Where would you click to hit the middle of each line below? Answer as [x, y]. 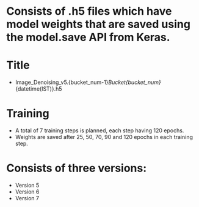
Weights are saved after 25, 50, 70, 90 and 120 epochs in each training [104, 137]
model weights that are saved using [99, 24]
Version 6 [27, 192]
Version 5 [27, 185]
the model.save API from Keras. [88, 37]
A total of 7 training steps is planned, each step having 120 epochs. [99, 130]
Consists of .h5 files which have [89, 11]
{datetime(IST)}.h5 [38, 89]
